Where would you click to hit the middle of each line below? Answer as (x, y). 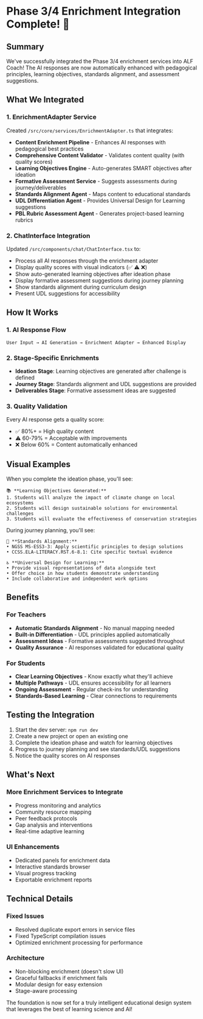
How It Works (33, 313)
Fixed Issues (25, 916)
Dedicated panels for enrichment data (63, 860)
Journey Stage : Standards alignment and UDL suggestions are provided (105, 384)
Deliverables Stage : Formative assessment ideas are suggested (95, 390)
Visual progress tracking (46, 873)
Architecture (26, 958)
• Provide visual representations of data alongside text (81, 568)
